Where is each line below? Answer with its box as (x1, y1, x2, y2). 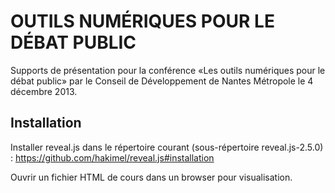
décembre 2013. (10, 85, 78, 97)
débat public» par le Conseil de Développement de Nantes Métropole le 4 (10, 75, 314, 87)
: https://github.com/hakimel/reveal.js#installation (10, 151, 215, 164)
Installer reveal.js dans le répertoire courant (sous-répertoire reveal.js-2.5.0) (10, 141, 324, 153)
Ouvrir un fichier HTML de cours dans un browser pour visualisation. (10, 171, 293, 183)
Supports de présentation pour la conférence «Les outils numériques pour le (10, 64, 326, 76)
